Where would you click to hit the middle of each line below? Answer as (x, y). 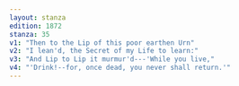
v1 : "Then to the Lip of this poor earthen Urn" (102, 43)
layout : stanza (38, 17)
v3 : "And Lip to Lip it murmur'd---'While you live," (112, 59)
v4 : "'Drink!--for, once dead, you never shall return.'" (120, 68)
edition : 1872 (36, 26)
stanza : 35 (30, 34)
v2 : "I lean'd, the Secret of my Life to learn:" (104, 51)
